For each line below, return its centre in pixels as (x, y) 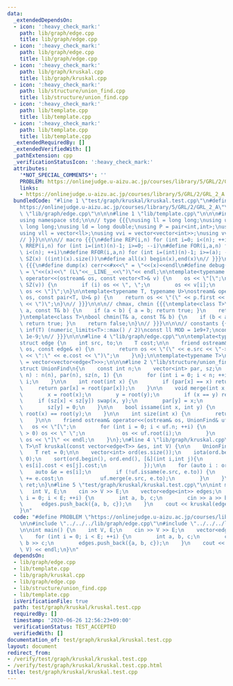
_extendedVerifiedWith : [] (52, 149)
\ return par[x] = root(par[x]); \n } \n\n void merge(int (119, 388)
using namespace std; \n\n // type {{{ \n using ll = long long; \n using (121, 220)
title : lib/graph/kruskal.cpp (63, 78)
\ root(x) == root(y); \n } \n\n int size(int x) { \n (105, 414)
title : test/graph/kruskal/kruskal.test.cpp (72, 672)
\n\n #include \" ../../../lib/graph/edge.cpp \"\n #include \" (108, 524)
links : (29, 188)
